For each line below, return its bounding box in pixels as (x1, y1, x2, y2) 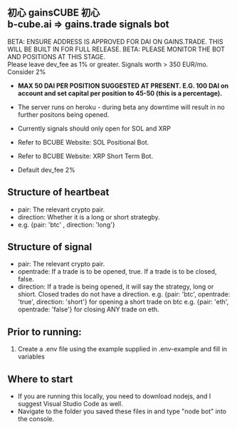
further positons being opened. (17, 110, 110, 119)
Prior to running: (7, 326, 82, 338)
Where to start (7, 373, 73, 385)
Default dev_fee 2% (17, 165, 76, 174)
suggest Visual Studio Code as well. (17, 400, 123, 408)
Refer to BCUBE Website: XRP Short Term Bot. (17, 152, 154, 160)
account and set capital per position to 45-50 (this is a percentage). (17, 88, 223, 98)
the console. (17, 415, 55, 423)
